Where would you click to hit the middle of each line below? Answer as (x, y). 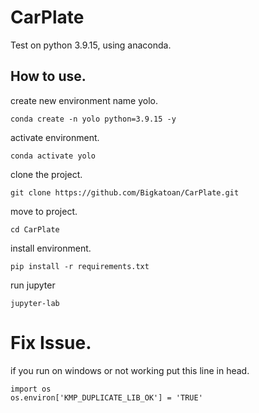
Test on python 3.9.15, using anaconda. (91, 45)
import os (31, 389)
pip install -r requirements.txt (80, 266)
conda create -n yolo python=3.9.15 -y (93, 119)
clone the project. (46, 174)
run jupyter (33, 285)
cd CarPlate (35, 229)
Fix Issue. (51, 342)
